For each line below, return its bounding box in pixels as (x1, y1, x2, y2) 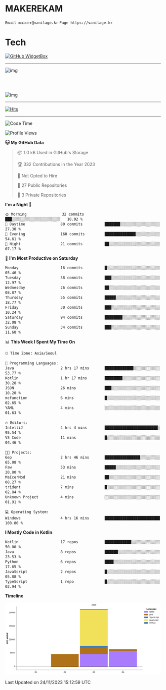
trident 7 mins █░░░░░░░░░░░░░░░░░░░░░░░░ (5, 484, 161, 490)
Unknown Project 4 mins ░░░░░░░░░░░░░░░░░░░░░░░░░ (5, 494, 161, 500)
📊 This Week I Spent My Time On (5, 339, 75, 345)
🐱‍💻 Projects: (5, 450, 32, 455)
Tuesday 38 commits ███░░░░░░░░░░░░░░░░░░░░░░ (5, 275, 161, 280)
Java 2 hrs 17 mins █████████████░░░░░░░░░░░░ (5, 365, 161, 371)
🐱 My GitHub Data (5, 139, 44, 145)
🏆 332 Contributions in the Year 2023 (17, 161, 95, 167)
